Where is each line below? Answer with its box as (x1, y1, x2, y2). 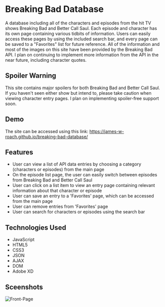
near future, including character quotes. (5, 57, 87, 63)
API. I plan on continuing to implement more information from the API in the (5, 51, 159, 58)
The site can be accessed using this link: (5, 128, 88, 134)
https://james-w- (89, 128, 124, 134)
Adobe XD (12, 268, 34, 275)
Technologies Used (5, 223, 66, 232)
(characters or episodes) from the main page (12, 166, 104, 172)
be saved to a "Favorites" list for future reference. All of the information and (5, 41, 160, 47)
